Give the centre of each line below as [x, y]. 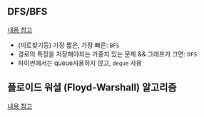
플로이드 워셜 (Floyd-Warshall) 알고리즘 [92, 87]
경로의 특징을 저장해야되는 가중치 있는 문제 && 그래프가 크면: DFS [107, 54]
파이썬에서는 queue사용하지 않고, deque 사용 [80, 63]
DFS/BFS [27, 12]
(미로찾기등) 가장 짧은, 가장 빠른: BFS [68, 45]
